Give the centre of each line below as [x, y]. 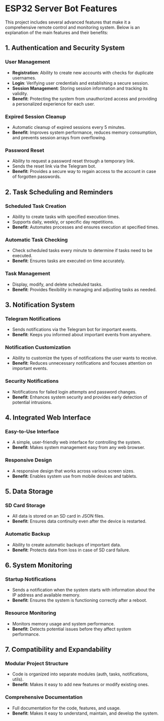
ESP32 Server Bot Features [61, 9]
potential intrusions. [32, 402]
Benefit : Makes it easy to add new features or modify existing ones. [81, 685]
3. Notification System [40, 305]
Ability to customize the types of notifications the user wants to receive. [85, 358]
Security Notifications [32, 381]
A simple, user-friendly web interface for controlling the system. [77, 442]
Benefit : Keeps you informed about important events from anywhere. [82, 335]
